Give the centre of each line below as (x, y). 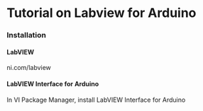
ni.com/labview (29, 68)
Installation (27, 35)
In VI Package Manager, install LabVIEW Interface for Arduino (96, 100)
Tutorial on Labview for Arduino (101, 13)
